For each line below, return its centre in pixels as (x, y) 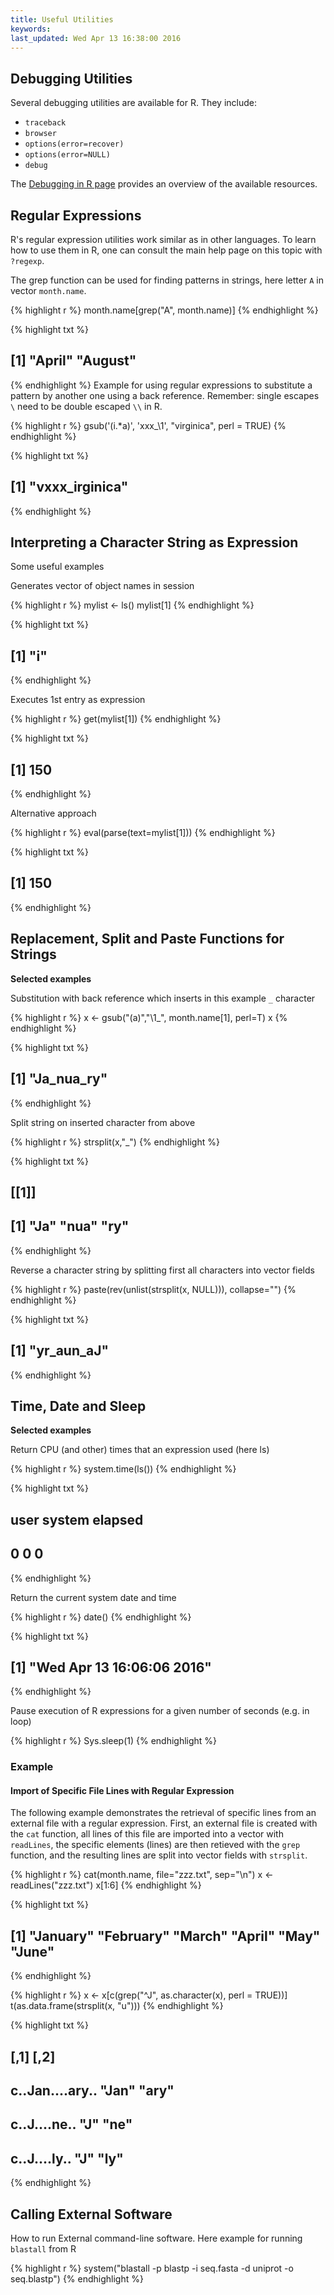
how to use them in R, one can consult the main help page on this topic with (166, 250)
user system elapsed (77, 1519)
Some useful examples (57, 567)
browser (40, 134)
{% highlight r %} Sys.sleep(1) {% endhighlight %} (114, 1741)
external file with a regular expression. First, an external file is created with (164, 1823)
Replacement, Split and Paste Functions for (147, 939)
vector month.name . (48, 290)
